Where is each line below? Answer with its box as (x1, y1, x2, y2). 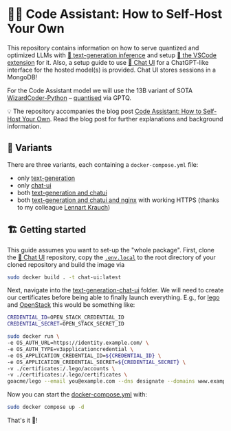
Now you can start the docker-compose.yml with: (7, 390, 148, 399)
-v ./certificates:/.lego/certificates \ (7, 372, 128, 379)
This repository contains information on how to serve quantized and (7, 43, 199, 52)
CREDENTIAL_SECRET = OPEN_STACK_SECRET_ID (7, 321, 125, 328)
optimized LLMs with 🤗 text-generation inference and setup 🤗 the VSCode (7, 51, 217, 59)
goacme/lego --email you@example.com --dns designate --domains (7, 378, 195, 385)
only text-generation (16, 174, 76, 182)
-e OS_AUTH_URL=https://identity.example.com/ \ (7, 339, 149, 347)
